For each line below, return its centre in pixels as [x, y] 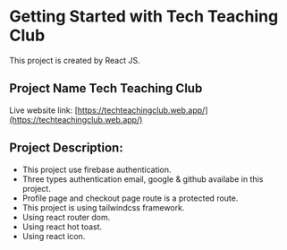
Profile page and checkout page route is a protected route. [130, 198]
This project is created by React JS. [75, 60]
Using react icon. [54, 236]
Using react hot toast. [62, 227]
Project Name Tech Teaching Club [106, 88]
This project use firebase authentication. [97, 169]
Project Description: [66, 148]
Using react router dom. [66, 217]
